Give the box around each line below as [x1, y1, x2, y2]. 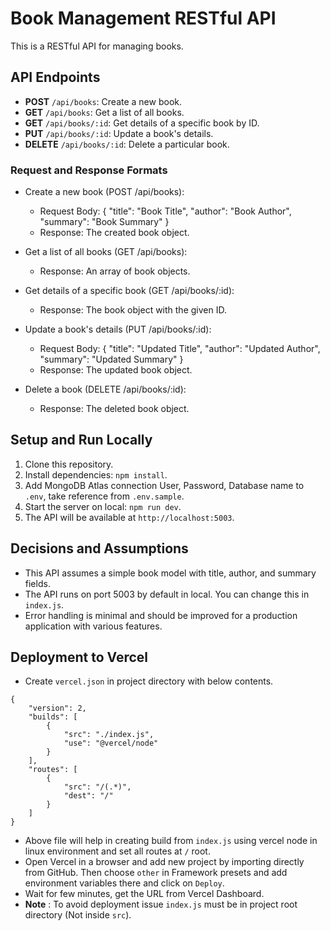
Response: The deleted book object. [39, 403, 190, 415]
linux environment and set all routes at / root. [24, 845, 211, 857]
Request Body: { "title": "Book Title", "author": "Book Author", [39, 205, 292, 217]
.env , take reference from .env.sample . [24, 490, 185, 502]
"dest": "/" [63, 791, 114, 801]
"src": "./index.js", [63, 730, 155, 740]
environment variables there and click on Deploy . [24, 877, 225, 889]
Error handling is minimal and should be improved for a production [24, 609, 298, 621]
